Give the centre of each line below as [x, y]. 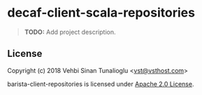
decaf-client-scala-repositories [101, 13]
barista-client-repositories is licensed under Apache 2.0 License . [101, 84]
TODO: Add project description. [70, 32]
